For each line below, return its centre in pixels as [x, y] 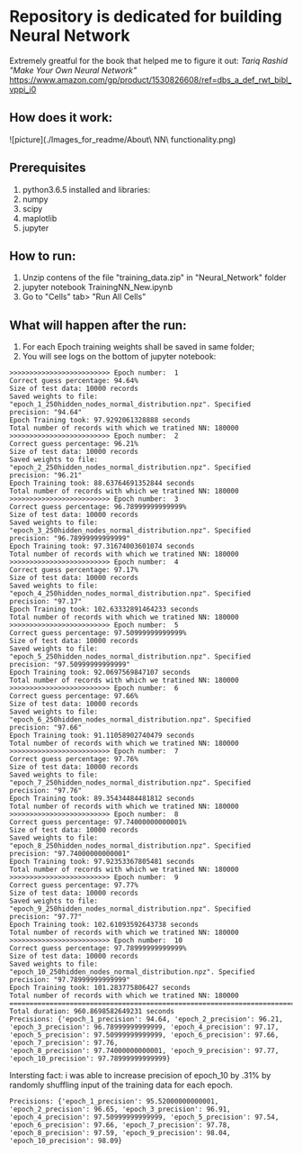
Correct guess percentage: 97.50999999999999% [98, 633]
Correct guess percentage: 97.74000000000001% [98, 822]
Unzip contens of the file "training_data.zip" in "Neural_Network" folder [154, 277]
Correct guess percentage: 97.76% [74, 759]
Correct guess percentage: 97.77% [74, 886]
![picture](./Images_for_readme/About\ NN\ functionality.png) [123, 139]
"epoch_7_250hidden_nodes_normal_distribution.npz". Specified [130, 783]
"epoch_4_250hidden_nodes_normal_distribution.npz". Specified [130, 594]
